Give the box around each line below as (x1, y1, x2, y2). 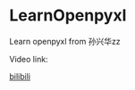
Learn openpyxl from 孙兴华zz (9, 36, 121, 46)
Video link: (9, 53, 48, 64)
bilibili (9, 70, 31, 81)
